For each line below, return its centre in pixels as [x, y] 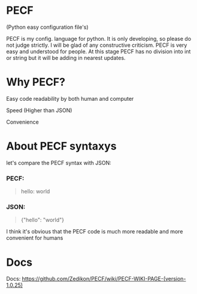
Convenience [22, 122]
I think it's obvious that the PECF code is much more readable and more [95, 232]
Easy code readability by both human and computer [70, 98]
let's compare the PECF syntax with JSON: [59, 163]
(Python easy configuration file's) [47, 27]
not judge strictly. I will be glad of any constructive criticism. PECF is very [97, 45]
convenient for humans [35, 238]
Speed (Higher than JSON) [39, 110]
